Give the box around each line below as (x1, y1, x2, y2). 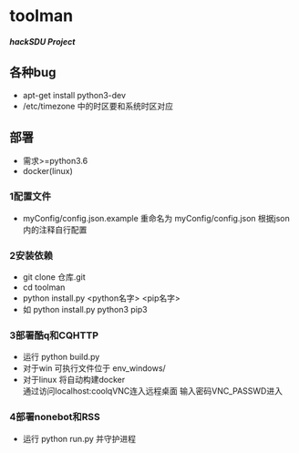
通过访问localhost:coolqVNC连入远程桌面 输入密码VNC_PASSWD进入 (22, 386, 283, 396)
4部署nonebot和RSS (9, 411, 100, 424)
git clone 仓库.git (22, 272, 87, 283)
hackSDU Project (9, 36, 76, 46)
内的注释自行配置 (22, 224, 88, 235)
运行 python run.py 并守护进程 (22, 433, 137, 444)
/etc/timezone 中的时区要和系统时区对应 (22, 100, 173, 111)
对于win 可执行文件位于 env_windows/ (22, 363, 166, 374)
